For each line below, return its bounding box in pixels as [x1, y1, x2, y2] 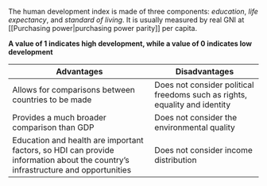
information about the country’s [12, 154, 130, 165]
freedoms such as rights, [154, 89, 248, 100]
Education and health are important [12, 135, 145, 146]
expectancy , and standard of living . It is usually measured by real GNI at [8, 15, 245, 25]
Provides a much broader [12, 112, 107, 123]
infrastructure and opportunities [12, 165, 132, 175]
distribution [154, 154, 197, 165]
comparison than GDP [12, 122, 95, 133]
